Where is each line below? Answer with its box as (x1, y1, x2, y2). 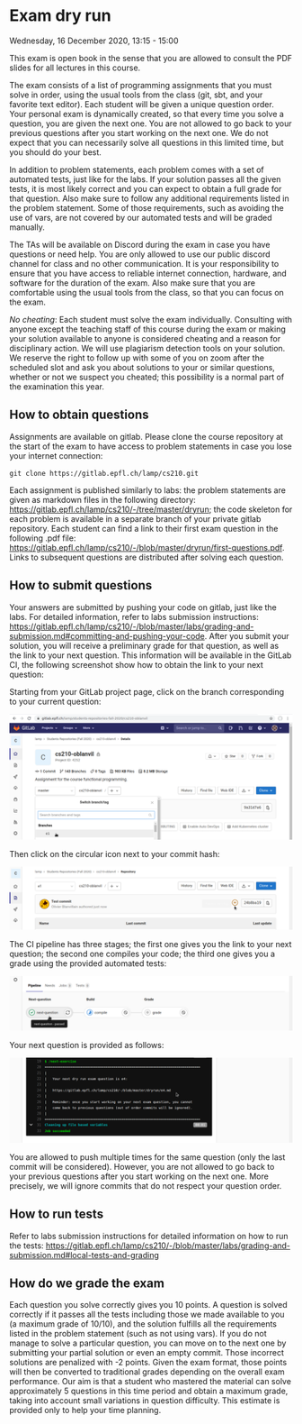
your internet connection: (9, 450, 103, 461)
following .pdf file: (9, 533, 76, 543)
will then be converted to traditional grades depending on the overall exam (9, 1366, 285, 1377)
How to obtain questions (9, 407, 149, 423)
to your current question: (9, 696, 102, 707)
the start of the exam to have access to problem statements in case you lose (9, 441, 292, 452)
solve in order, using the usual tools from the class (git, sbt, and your (9, 89, 263, 100)
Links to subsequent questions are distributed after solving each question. (9, 552, 285, 562)
